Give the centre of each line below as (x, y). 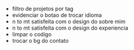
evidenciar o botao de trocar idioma (57, 15)
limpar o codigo (32, 34)
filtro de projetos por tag (43, 9)
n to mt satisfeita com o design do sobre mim (69, 21)
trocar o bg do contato (40, 41)
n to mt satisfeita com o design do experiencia (70, 28)
